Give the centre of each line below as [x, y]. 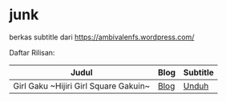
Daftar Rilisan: [32, 52]
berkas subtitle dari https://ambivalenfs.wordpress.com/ [102, 37]
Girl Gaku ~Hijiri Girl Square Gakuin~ [82, 86]
